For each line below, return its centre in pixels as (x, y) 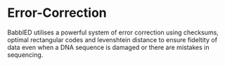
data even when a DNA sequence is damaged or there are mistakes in (108, 47)
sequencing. (25, 55)
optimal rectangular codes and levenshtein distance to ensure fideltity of (112, 39)
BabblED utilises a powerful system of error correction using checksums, (113, 32)
